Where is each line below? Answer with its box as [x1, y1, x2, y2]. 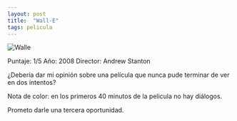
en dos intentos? [7, 78, 56, 87]
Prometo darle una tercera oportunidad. [7, 106, 124, 115]
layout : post [7, 10, 46, 18]
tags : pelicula [7, 23, 53, 31]
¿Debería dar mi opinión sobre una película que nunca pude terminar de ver [7, 70, 230, 79]
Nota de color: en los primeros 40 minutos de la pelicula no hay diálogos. [7, 92, 223, 100]
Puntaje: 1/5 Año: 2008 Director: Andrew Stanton [7, 57, 151, 65]
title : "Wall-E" [7, 17, 59, 24]
